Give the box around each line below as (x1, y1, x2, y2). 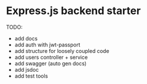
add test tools (14, 72, 48, 79)
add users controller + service (14, 53, 88, 61)
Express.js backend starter (6, 4, 141, 18)
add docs (14, 35, 38, 42)
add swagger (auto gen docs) (14, 60, 87, 67)
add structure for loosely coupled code (14, 47, 110, 54)
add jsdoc (14, 66, 39, 73)
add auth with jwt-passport (14, 41, 81, 48)
